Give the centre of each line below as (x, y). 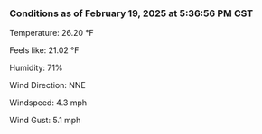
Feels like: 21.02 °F (44, 50)
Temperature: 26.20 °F (51, 33)
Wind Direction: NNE (47, 85)
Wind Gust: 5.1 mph (45, 121)
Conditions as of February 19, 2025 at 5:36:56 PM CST (131, 13)
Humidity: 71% (36, 68)
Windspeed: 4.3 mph (48, 103)
